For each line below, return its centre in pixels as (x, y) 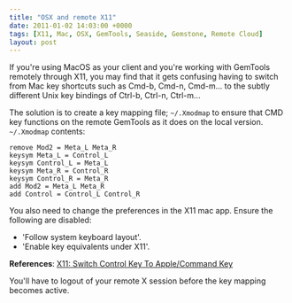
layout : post (33, 42)
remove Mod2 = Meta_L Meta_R (63, 148)
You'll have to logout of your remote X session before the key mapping (138, 281)
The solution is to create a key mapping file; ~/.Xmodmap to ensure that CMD (146, 113)
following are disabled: (50, 220)
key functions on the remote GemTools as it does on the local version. (136, 122)
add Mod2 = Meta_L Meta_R (57, 187)
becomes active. (39, 291)
